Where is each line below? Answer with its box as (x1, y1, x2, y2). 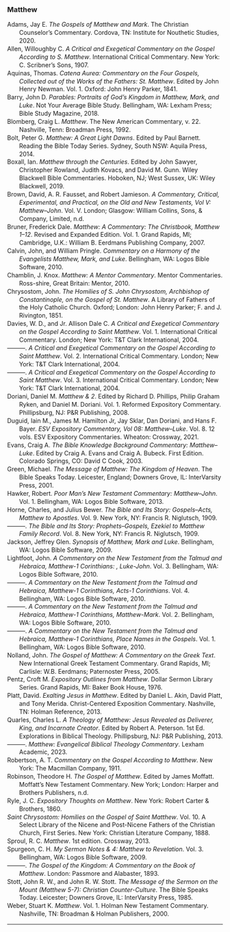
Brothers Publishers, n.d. (19, 788, 89, 796)
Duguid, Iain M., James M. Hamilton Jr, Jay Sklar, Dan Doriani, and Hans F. (7, 416, 217, 425)
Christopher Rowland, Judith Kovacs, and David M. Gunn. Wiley (19, 166, 199, 174)
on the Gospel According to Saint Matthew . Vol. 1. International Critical (19, 327, 218, 336)
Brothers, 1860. (19, 805, 62, 813)
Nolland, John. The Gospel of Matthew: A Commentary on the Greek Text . (7, 651, 216, 659)
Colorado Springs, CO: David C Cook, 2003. (19, 457, 143, 465)
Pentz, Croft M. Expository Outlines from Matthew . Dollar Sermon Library (7, 675, 214, 683)
